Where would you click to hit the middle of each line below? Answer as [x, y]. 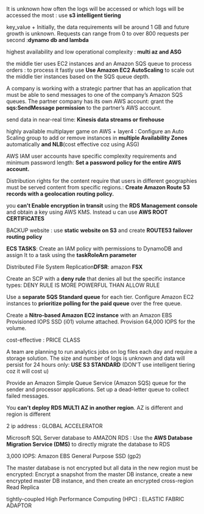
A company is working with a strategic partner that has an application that [99, 88]
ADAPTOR [19, 505]
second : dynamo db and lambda [48, 40]
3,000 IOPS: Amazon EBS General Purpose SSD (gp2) [74, 456]
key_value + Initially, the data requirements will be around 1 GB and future [98, 27]
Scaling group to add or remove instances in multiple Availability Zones [97, 138]
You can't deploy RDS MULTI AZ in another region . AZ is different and [95, 408]
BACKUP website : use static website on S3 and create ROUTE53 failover [100, 230]
